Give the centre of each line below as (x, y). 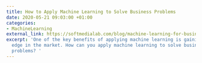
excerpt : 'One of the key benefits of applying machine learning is (94, 40)
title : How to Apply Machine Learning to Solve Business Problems (91, 12)
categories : (21, 23)
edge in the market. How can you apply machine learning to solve (96, 46)
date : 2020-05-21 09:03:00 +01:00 (50, 17)
